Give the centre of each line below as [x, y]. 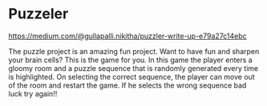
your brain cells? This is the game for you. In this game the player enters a [130, 60]
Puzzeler [38, 14]
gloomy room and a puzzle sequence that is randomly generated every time [133, 68]
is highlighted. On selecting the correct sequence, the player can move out [131, 77]
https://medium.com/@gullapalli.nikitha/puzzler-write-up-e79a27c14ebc [127, 36]
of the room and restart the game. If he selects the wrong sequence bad [127, 85]
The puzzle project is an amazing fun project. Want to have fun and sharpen [134, 51]
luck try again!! [33, 93]
